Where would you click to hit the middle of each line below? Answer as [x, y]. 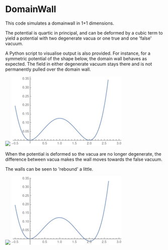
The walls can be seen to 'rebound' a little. [49, 169]
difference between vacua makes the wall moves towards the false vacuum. [84, 159]
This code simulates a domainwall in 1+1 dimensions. [60, 23]
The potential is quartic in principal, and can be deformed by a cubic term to [84, 33]
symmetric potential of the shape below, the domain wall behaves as [76, 58]
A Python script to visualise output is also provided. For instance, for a [78, 53]
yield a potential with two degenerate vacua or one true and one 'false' [78, 38]
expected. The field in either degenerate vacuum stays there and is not [79, 64]
